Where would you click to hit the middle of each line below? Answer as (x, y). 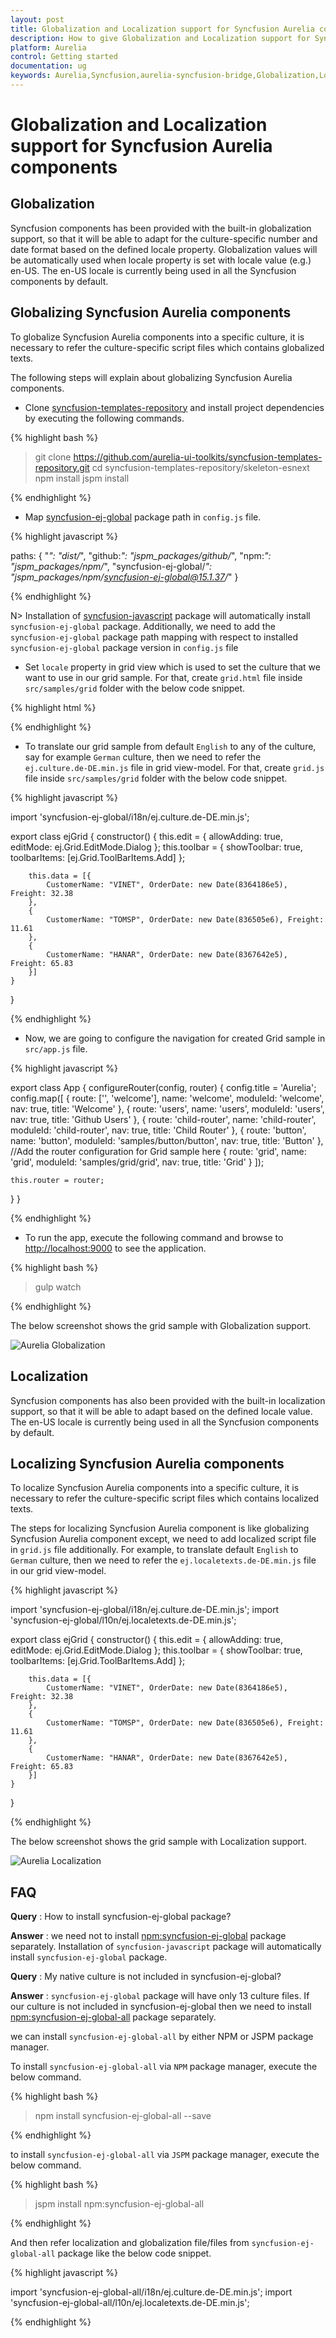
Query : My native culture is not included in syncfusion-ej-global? (146, 1977)
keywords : (31, 76)
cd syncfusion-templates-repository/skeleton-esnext (200, 467)
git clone (53, 457)
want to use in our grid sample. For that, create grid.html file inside (163, 677)
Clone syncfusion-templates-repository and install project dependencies (174, 407)
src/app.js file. (56, 1048)
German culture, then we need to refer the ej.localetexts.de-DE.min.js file (163, 1560)
